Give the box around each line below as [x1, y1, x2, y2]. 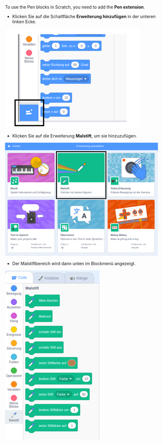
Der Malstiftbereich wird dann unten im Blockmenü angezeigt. [12, 260, 136, 266]
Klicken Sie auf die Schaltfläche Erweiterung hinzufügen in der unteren [12, 14, 156, 19]
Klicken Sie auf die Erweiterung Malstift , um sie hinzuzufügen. [12, 133, 137, 138]
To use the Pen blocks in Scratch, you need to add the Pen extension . [5, 4, 145, 10]
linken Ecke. [12, 19, 36, 24]
